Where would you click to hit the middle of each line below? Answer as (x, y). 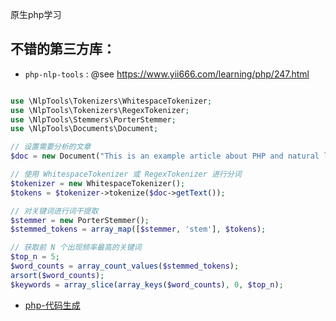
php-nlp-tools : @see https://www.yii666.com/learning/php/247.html (167, 74)
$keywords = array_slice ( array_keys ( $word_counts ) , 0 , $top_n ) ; (147, 284)
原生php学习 (36, 14)
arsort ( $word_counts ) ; (57, 275)
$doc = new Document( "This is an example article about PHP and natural (165, 156)
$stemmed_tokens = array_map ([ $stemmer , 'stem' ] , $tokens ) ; (138, 229)
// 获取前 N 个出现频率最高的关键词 (76, 248)
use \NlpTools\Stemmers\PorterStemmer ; (93, 119)
